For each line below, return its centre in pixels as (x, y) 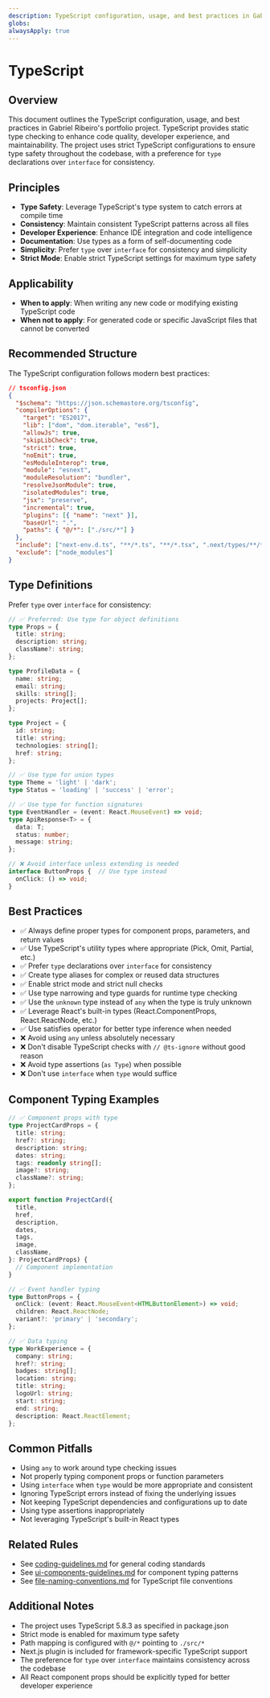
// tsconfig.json (37, 388)
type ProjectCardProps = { (53, 1126)
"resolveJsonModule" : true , (70, 485)
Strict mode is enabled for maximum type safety (100, 1634)
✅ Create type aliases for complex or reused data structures (119, 975)
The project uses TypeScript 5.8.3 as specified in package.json (124, 1626)
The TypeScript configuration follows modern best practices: (109, 373)
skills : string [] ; (47, 694)
